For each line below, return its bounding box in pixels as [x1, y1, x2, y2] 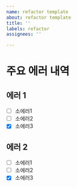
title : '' [6, 20, 31, 26]
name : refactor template [6, 8, 69, 15]
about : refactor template [6, 14, 71, 21]
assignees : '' [6, 31, 42, 37]
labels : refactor [6, 25, 50, 32]
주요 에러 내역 [6, 65, 70, 78]
